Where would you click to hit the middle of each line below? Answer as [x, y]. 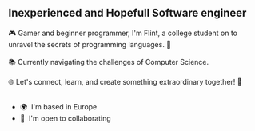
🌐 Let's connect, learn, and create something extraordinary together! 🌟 [125, 81]
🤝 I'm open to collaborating [66, 118]
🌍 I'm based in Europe [58, 106]
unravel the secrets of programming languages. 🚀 [90, 44]
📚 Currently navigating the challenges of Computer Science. [109, 62]
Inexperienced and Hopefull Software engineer [127, 13]
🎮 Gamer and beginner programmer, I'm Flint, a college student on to [123, 33]
